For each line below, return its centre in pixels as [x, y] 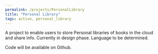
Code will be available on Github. [38, 48]
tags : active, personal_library [38, 19]
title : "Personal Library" [33, 14]
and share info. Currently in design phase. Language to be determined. [77, 38]
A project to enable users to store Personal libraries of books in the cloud [79, 33]
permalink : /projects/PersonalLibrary [45, 10]
